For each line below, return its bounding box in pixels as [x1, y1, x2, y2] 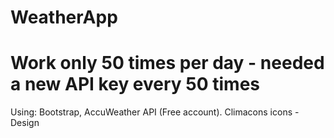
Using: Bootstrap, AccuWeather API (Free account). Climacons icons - [10, 106, 300, 118]
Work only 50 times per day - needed [10, 52, 325, 75]
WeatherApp [10, 6, 118, 29]
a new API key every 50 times [10, 73, 261, 96]
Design [10, 117, 40, 129]
